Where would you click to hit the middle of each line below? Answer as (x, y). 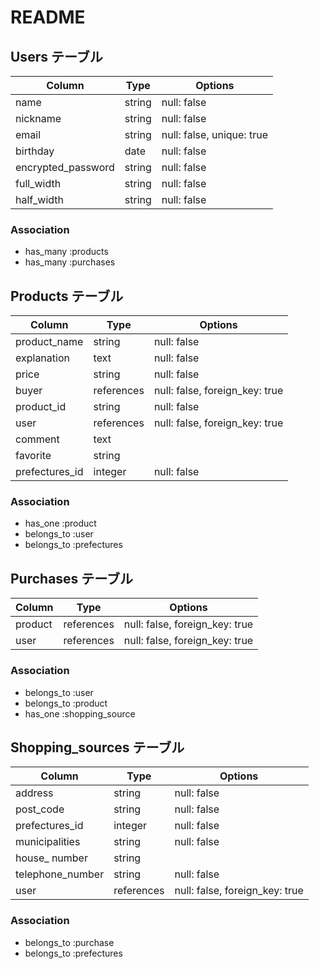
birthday (35, 151)
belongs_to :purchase (69, 942)
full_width (38, 183)
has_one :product (60, 523)
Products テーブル (67, 296)
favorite (33, 456)
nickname (38, 118)
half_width (40, 199)
